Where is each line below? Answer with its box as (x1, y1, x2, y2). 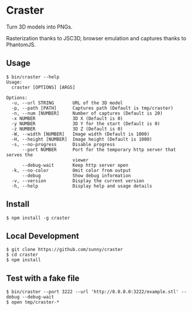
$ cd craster (6, 252, 39, 258)
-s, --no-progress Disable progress (11, 141, 116, 147)
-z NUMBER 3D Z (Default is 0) (11, 126, 123, 132)
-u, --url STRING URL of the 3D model (11, 100, 123, 106)
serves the (6, 152, 33, 158)
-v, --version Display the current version (11, 177, 145, 184)
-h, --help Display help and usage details (11, 183, 152, 189)
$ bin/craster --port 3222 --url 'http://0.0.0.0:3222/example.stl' (6, 289, 179, 295)
